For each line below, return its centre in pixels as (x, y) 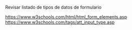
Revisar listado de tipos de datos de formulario (53, 7)
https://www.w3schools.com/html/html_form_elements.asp (66, 17)
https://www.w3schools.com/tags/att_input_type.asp (60, 22)
